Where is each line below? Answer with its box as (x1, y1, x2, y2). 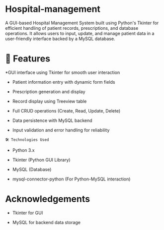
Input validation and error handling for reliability (12, 127, 110, 133)
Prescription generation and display (12, 88, 85, 95)
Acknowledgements (5, 193, 90, 205)
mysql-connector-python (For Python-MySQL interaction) (12, 176, 131, 182)
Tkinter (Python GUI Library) (12, 157, 71, 163)
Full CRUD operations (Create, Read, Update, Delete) (12, 108, 121, 114)
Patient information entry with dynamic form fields (12, 79, 115, 85)
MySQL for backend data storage (12, 219, 81, 225)
